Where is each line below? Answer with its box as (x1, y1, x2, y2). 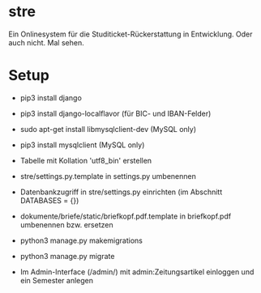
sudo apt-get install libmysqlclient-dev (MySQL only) (19, 124, 197, 134)
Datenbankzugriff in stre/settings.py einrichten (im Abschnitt (19, 187, 223, 197)
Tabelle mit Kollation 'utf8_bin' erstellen (19, 155, 152, 165)
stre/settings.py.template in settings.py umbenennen (19, 171, 196, 180)
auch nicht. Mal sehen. (8, 37, 84, 47)
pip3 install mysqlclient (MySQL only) (19, 140, 145, 150)
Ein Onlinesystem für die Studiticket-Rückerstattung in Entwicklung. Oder (8, 29, 253, 39)
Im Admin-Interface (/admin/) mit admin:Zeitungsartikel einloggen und (19, 266, 255, 277)
